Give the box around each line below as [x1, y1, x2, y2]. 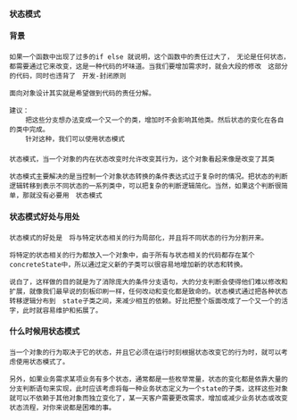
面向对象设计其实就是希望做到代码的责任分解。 [9, 88, 156, 97]
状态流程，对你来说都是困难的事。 [9, 403, 116, 412]
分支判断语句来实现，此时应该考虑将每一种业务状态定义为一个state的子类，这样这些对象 [9, 384, 288, 393]
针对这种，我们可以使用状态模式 [25, 134, 126, 143]
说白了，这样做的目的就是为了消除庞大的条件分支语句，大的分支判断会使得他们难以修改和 [9, 277, 288, 286]
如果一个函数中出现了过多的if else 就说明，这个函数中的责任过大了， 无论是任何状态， [9, 52, 291, 62]
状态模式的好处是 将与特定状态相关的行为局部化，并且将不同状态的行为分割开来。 [9, 233, 268, 242]
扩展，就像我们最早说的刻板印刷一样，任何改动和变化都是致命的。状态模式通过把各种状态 [9, 287, 288, 296]
